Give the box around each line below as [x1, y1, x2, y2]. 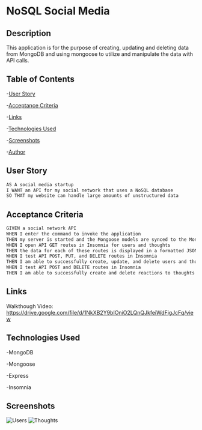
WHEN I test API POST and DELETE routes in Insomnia [6, 264, 141, 271]
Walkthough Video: [6, 302, 54, 310]
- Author [6, 148, 26, 156]
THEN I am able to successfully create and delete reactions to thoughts [6, 270, 195, 276]
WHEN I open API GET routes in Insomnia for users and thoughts [6, 242, 171, 248]
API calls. [6, 57, 29, 64]
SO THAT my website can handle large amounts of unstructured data [6, 193, 179, 199]
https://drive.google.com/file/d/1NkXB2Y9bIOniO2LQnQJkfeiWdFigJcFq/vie [6, 309, 194, 316]
